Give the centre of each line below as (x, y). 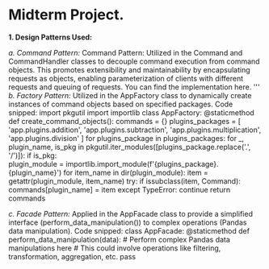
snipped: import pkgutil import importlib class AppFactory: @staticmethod (131, 112)
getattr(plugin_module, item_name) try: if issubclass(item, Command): (124, 181)
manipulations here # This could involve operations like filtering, (115, 248)
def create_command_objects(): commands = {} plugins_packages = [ (124, 121)
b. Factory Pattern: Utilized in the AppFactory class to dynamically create (130, 95)
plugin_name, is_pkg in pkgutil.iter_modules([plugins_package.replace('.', (130, 147)
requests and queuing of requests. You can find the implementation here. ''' (134, 87)
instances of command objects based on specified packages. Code (121, 104)
